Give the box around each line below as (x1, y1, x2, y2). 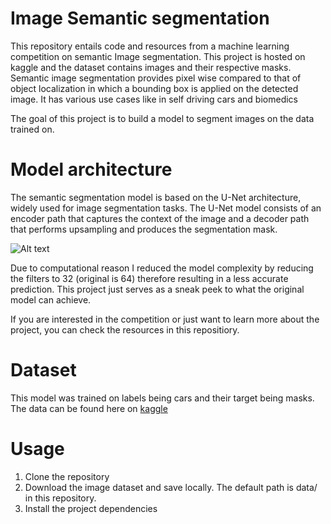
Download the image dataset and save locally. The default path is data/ (24, 481, 318, 493)
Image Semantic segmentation (10, 7, 270, 30)
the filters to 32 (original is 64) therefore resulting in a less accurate (10, 272, 289, 284)
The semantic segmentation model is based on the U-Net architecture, (10, 191, 302, 203)
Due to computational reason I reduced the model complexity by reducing (10, 262, 314, 274)
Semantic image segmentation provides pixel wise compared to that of (10, 72, 302, 84)
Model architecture (10, 158, 173, 181)
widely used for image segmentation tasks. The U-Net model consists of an (10, 202, 322, 214)
